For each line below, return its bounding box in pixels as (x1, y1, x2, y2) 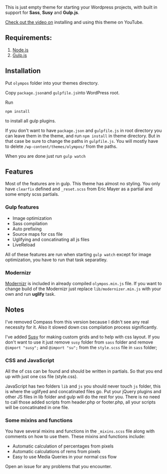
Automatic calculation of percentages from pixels (12, 443, 114, 449)
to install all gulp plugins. (5, 117, 56, 124)
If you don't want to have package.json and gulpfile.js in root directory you (5, 127, 162, 133)
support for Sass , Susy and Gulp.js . (5, 9, 80, 15)
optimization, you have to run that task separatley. (5, 257, 108, 263)
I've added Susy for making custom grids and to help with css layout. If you (5, 334, 160, 340)
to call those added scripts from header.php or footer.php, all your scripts (5, 399, 156, 405)
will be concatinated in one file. (5, 405, 69, 411)
